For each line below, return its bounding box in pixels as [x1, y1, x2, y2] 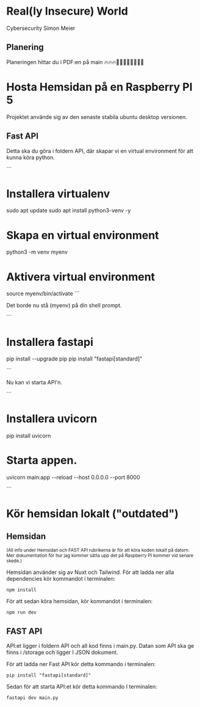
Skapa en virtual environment [6, 228, 160, 242]
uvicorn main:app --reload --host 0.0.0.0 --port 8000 [6, 474, 140, 481]
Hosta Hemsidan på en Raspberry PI [6, 80, 193, 94]
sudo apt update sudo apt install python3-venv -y [6, 207, 131, 214]
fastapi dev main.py [6, 694, 59, 701]
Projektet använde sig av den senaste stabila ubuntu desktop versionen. [6, 113, 187, 120]
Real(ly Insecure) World [6, 4, 128, 18]
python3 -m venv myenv [6, 248, 68, 256]
